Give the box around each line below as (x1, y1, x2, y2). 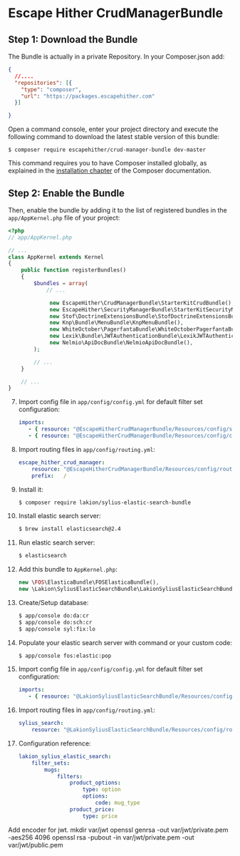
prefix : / (31, 472, 67, 479)
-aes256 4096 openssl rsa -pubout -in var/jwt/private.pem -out (8, 832, 194, 842)
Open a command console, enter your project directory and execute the (8, 125, 219, 133)
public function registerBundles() (21, 267, 127, 274)
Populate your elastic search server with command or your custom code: (18, 638, 232, 646)
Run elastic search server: (18, 538, 95, 547)
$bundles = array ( (33, 280, 88, 287)
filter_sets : (31, 759, 71, 767)
